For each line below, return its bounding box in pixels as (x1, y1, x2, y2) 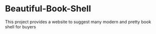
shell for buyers (5, 24, 36, 29)
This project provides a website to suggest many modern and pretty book (5, 19, 151, 25)
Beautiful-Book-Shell (5, 3, 91, 14)
